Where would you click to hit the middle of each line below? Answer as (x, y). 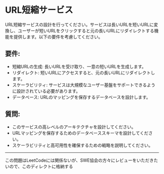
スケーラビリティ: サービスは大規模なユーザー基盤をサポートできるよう (84, 85)
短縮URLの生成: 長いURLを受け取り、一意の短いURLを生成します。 (79, 66)
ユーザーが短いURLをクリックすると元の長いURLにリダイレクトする (86, 30)
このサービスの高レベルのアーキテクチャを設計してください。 (74, 127)
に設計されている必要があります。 (46, 91)
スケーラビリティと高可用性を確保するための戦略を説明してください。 (82, 145)
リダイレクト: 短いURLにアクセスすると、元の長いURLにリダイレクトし (83, 73)
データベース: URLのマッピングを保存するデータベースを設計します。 (81, 97)
